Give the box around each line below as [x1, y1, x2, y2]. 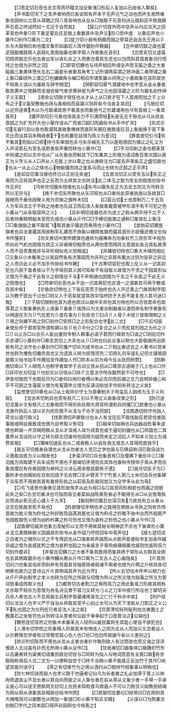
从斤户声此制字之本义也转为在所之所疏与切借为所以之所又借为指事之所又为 [5, 574, 162, 580]
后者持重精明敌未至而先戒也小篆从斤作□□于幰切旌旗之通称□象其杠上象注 [5, 216, 161, 222]
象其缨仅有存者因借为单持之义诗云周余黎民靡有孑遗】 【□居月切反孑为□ [5, 466, 165, 471]
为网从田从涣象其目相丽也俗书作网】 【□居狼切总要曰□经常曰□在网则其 [5, 689, 165, 696]
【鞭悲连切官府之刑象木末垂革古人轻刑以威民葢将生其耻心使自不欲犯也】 [14, 619, 165, 625]
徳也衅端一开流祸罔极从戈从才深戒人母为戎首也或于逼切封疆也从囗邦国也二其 [5, 427, 167, 433]
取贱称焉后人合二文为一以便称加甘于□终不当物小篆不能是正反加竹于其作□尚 [5, 658, 166, 663]
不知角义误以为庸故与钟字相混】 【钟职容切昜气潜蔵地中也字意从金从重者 [5, 81, 166, 87]
